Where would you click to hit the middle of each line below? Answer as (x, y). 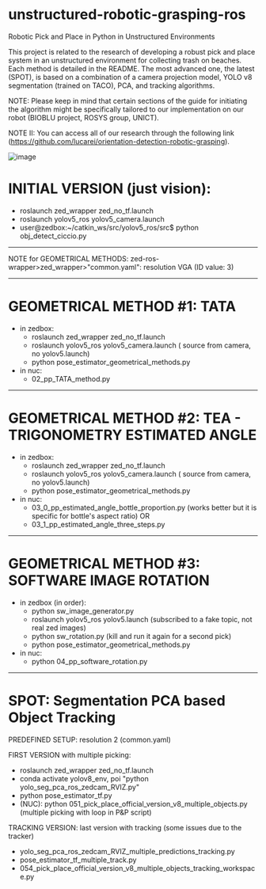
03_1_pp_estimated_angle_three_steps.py (98, 524)
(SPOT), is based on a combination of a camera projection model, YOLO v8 (130, 77)
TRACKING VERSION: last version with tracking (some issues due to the (125, 827)
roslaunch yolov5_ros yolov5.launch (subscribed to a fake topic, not (142, 619)
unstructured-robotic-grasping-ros (127, 15)
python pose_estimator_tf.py (66, 795)
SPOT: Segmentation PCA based (117, 700)
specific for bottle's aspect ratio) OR (91, 515)
